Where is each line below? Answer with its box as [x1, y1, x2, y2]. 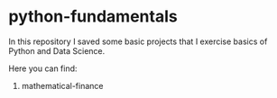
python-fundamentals [8, 6, 178, 27]
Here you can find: [8, 63, 78, 74]
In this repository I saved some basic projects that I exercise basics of [8, 36, 268, 47]
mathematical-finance [21, 80, 105, 91]
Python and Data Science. [8, 45, 106, 56]
